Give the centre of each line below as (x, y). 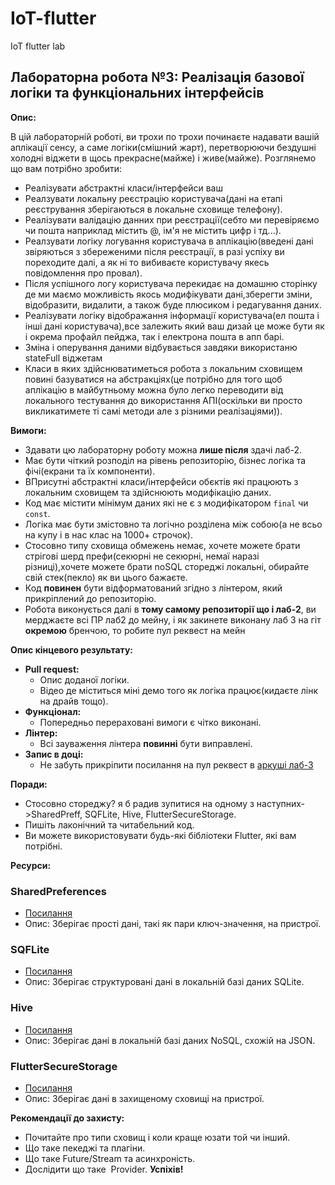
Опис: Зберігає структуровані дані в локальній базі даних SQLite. (164, 982)
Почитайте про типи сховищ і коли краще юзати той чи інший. (157, 1137)
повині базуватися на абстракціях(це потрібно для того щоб (153, 379)
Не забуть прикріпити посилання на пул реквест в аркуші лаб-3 (176, 764)
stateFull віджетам (63, 358)
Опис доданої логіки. (84, 679)
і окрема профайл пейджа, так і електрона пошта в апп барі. (154, 336)
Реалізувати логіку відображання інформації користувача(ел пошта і (172, 315)
